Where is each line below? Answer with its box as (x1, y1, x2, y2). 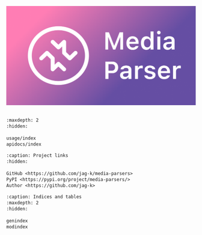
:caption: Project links (6, 153, 69, 159)
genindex (6, 218, 28, 224)
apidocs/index (6, 141, 42, 147)
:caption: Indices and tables (6, 194, 82, 200)
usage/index (6, 135, 36, 141)
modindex (6, 224, 28, 230)
